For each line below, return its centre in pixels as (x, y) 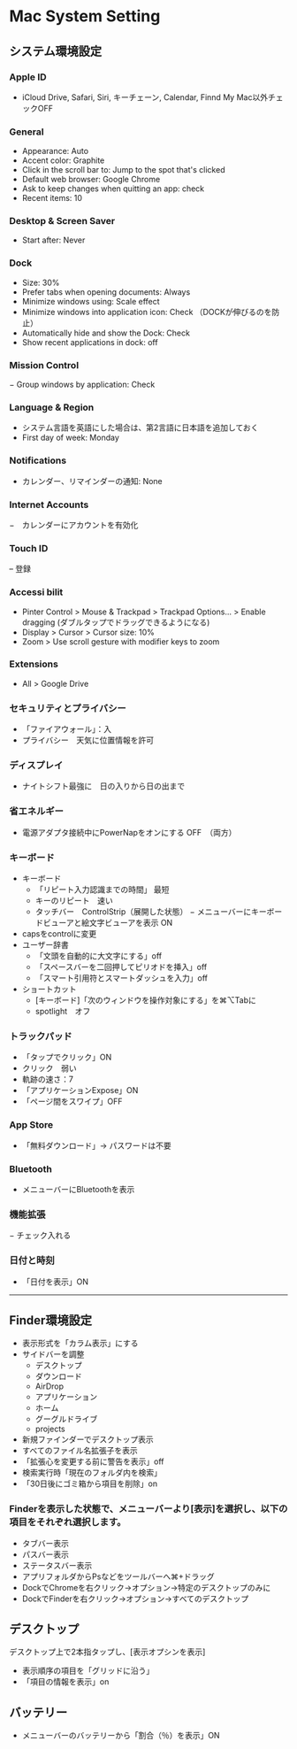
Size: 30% (41, 282)
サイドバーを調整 (53, 1354)
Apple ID (28, 77)
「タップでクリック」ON (67, 1057)
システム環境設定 (56, 51)
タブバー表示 (45, 1543)
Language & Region (52, 407)
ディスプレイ (36, 766)
